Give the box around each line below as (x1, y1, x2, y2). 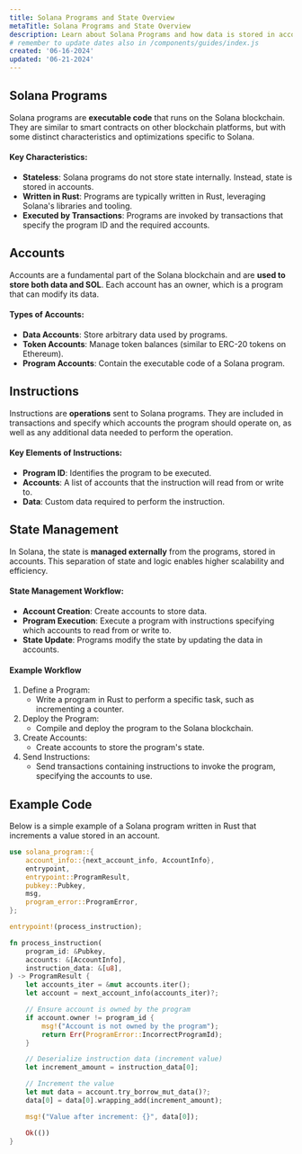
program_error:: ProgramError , (25, 898, 139, 907)
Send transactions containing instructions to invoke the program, (35, 761, 276, 772)
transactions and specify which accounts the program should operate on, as (9, 417, 292, 428)
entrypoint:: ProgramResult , (25, 872, 130, 881)
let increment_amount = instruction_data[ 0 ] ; (25, 1063, 200, 1072)
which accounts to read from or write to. (22, 625, 173, 636)
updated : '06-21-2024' (9, 55, 94, 64)
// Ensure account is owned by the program (25, 1005, 191, 1015)
